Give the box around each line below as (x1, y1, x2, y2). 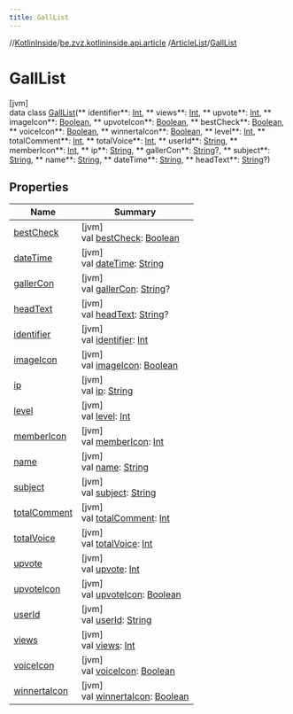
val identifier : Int (81, 334, 149, 346)
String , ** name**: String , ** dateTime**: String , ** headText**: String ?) (9, 154, 271, 165)
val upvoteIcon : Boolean (81, 588, 181, 601)
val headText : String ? (81, 308, 169, 321)
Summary (113, 206, 157, 218)
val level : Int (81, 410, 131, 423)
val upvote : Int (81, 563, 140, 576)
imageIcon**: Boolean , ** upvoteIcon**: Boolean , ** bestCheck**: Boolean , (9, 116, 285, 127)
